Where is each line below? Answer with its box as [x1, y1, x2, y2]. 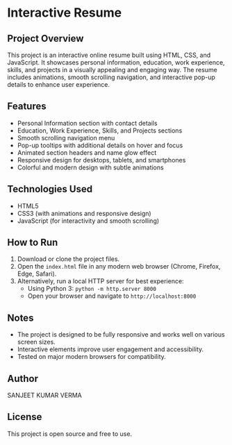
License [7, 411, 42, 423]
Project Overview [7, 33, 84, 44]
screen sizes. [17, 338, 56, 346]
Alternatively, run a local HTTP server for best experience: [17, 277, 184, 285]
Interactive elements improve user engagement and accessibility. [17, 345, 204, 353]
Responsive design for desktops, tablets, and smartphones [17, 156, 186, 164]
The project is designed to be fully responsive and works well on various [17, 330, 225, 339]
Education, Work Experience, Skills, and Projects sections [17, 126, 183, 135]
